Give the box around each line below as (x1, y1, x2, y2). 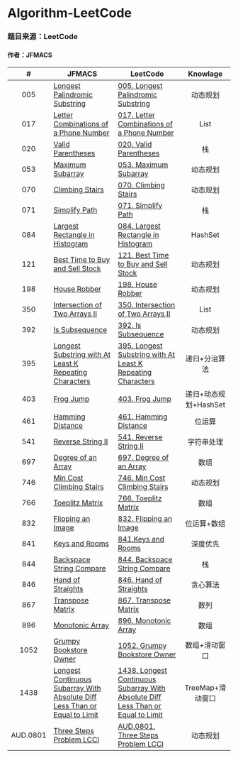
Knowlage (187, 69, 223, 79)
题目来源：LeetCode (7, 32, 78, 42)
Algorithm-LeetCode (7, 5, 132, 21)
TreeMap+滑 (184, 683, 227, 693)
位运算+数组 (185, 519, 226, 529)
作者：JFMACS (7, 50, 52, 59)
